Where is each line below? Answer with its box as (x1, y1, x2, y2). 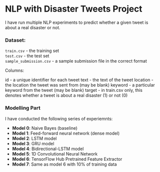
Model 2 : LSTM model (12, 135, 57, 141)
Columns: (5, 68, 24, 73)
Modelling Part (5, 104, 40, 111)
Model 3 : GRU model (12, 140, 54, 146)
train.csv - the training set (5, 48, 59, 54)
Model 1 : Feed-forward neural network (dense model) (12, 130, 120, 136)
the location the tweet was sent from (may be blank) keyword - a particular (5, 82, 155, 88)
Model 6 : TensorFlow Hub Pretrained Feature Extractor (12, 156, 123, 162)
